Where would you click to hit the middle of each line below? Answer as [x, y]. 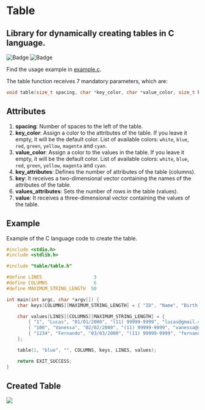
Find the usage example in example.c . [54, 69]
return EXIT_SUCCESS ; [45, 361]
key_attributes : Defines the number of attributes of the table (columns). [105, 171]
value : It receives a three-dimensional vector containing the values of [103, 198]
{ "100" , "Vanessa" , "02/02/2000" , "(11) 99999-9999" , [99, 328]
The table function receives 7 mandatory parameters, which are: [87, 81]
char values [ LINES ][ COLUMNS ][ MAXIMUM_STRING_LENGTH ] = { [91, 316]
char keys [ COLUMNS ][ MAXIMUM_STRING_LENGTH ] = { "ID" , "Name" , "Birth [108, 305]
